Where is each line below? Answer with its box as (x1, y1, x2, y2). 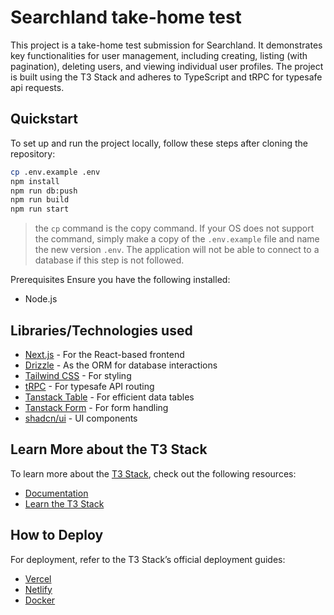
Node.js (24, 293, 58, 305)
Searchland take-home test (10, 6, 242, 29)
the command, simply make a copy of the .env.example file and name (34, 233, 320, 245)
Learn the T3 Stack (24, 497, 105, 510)
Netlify (24, 583, 53, 595)
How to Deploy (10, 527, 104, 544)
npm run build (10, 195, 70, 205)
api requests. (10, 81, 65, 93)
